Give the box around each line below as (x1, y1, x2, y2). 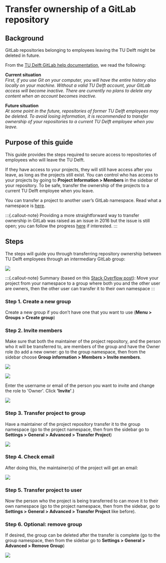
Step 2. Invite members (5, 327, 63, 334)
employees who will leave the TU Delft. (5, 157, 85, 163)
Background (5, 34, 44, 42)
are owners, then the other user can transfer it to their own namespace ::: (5, 285, 156, 291)
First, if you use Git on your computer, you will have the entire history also (5, 77, 157, 83)
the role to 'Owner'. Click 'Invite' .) (5, 388, 75, 394)
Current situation (5, 72, 41, 78)
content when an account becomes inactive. (5, 93, 97, 99)
